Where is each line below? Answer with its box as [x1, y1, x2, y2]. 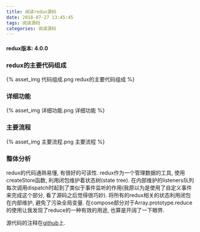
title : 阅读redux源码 [6, 8, 57, 15]
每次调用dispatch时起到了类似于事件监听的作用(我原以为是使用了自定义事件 [6, 184, 192, 191]
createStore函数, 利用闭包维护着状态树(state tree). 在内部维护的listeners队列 [6, 177, 195, 184]
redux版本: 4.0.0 [6, 44, 49, 51]
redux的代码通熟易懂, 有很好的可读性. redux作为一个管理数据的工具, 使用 [6, 169, 186, 176]
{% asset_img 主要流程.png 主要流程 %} [6, 138, 105, 145]
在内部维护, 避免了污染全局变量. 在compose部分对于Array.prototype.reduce [6, 199, 193, 206]
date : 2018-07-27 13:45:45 [6, 14, 74, 20]
